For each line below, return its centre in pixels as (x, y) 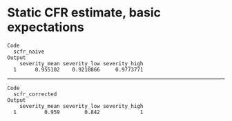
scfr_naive (29, 52)
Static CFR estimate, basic (84, 13)
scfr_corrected (35, 94)
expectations (46, 27)
